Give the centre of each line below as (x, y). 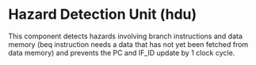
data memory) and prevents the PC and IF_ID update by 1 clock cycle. (122, 52)
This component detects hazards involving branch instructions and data (126, 36)
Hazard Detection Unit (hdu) (103, 14)
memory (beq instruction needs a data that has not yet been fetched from (128, 44)
